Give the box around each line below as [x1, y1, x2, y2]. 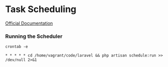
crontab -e [5, 44, 28, 49]
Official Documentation [5, 20, 53, 26]
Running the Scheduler [5, 33, 63, 40]
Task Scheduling [5, 4, 76, 15]
